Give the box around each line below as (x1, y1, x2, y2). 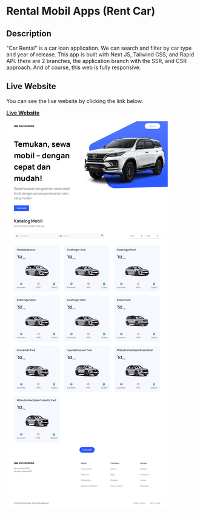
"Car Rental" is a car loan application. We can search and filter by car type (6, 44, 192, 52)
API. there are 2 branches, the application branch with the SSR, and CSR (6, 58, 187, 64)
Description (6, 28, 52, 39)
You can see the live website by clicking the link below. (6, 97, 144, 104)
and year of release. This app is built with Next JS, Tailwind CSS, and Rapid (6, 51, 195, 58)
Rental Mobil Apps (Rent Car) (6, 4, 156, 18)
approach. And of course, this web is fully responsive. (6, 64, 141, 71)
